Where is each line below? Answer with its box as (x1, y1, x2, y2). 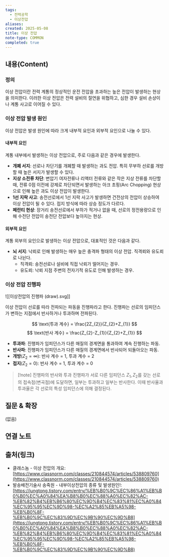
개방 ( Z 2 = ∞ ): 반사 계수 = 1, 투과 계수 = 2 (12, 353, 95, 360)
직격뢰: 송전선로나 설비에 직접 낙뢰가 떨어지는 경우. (20, 261, 120, 267)
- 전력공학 (10, 12, 29, 17)
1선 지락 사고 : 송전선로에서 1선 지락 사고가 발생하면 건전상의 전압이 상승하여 (12, 194, 159, 200)
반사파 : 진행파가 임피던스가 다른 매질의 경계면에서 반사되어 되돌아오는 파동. (12, 347, 159, 353)
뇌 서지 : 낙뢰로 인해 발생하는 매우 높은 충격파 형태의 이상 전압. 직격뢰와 (12, 249, 150, 255)
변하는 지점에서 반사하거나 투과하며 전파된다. (10, 310, 98, 316)
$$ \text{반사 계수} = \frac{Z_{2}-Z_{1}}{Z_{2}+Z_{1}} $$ (27, 330, 142, 336)
